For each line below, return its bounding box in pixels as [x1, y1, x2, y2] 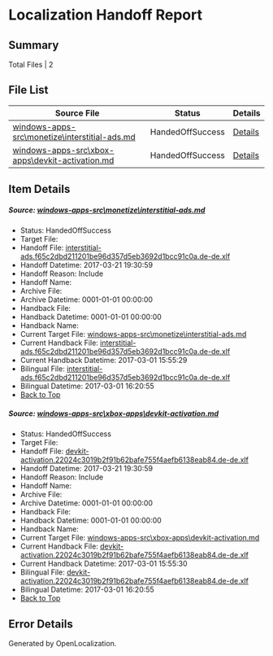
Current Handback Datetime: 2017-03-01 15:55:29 [19, 356, 188, 365]
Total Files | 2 [8, 59, 54, 69]
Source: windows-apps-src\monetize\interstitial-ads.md [8, 205, 206, 215]
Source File [54, 107, 100, 119]
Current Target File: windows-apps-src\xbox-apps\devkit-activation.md [19, 533, 260, 543]
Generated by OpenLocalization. [8, 638, 117, 648]
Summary [8, 38, 59, 52]
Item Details [8, 182, 71, 196]
